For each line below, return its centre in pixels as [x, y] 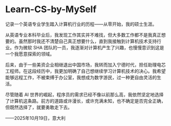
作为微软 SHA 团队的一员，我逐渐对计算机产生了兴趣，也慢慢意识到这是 [89, 47]
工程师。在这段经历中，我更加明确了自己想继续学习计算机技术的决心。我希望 [85, 71]
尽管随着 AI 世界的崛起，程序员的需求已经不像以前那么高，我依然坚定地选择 [84, 94]
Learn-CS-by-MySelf [51, 9]
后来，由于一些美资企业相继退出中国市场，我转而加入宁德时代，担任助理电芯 [85, 65]
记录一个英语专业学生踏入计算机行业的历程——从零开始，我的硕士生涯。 [81, 24]
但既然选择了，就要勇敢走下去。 [39, 107]
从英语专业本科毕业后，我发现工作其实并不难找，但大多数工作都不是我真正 [83, 35]
